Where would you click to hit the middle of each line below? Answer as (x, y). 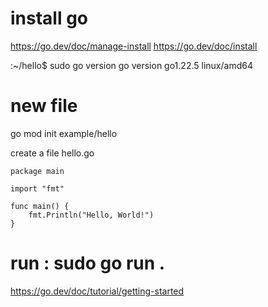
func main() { (40, 206)
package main (37, 171)
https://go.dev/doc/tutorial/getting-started (97, 291)
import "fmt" (37, 188)
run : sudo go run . (88, 263)
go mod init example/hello (64, 133)
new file (44, 106)
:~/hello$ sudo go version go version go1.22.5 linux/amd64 (131, 65)
